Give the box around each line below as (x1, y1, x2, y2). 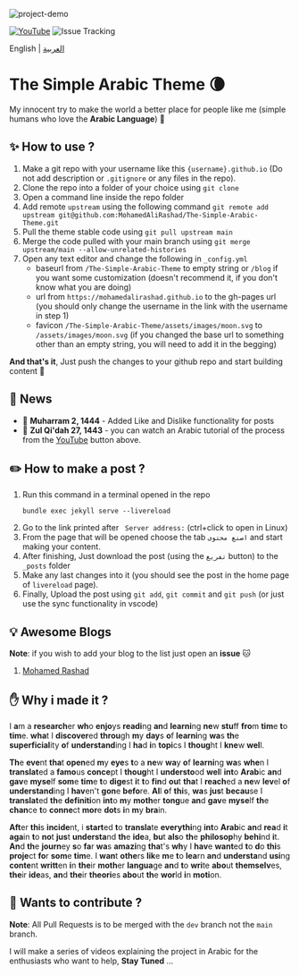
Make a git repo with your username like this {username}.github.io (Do (21, 163, 283, 174)
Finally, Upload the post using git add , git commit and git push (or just (21, 589, 285, 599)
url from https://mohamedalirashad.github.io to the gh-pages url (35, 291, 277, 301)
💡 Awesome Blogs (9, 624, 112, 640)
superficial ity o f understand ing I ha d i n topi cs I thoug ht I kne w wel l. (9, 740, 265, 750)
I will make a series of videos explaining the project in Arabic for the (9, 945, 259, 956)
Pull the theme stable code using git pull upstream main (21, 226, 234, 237)
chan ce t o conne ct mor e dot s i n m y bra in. (9, 805, 168, 815)
